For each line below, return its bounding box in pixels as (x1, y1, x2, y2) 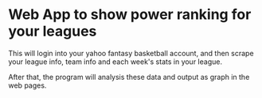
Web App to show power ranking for (8, 6, 252, 24)
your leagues (8, 22, 97, 40)
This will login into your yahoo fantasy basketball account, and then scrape (8, 48, 254, 58)
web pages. (8, 81, 47, 90)
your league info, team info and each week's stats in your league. (8, 57, 223, 66)
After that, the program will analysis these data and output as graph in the (8, 72, 250, 81)
